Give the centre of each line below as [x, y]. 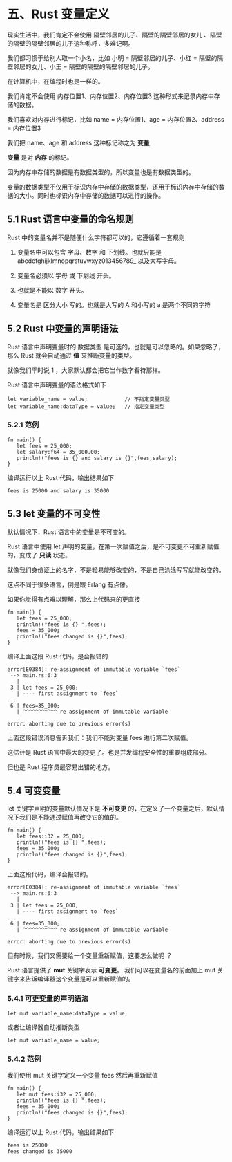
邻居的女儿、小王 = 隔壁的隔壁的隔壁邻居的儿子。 [83, 66]
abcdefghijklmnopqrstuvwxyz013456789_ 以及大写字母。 [99, 261]
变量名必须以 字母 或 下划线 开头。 [66, 275]
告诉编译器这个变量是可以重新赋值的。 [80, 979]
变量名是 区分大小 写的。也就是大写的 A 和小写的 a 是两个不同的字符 [114, 304]
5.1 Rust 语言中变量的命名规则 [71, 220]
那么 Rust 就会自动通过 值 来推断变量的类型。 [71, 355]
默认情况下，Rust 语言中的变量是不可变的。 [69, 532]
